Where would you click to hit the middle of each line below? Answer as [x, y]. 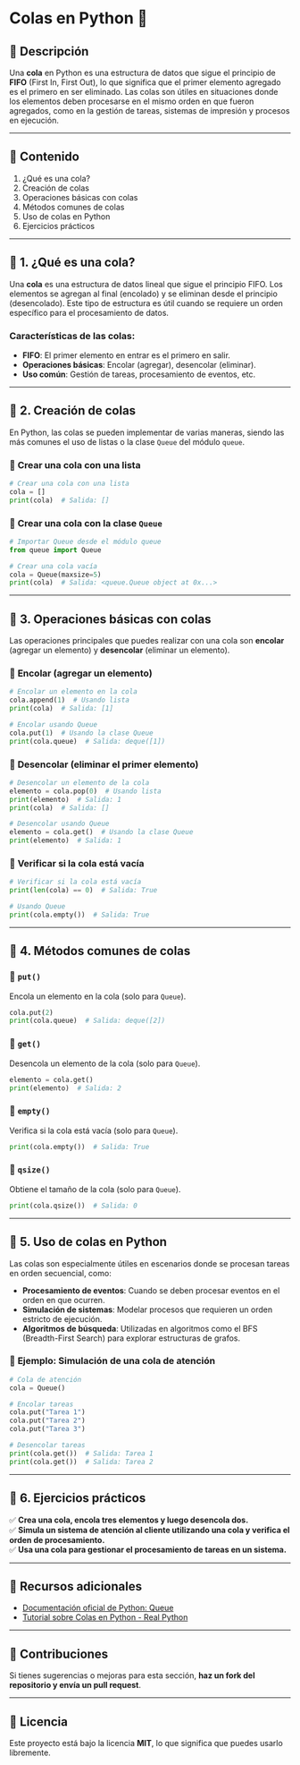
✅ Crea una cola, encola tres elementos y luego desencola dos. [129, 1520]
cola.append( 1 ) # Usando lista [69, 700]
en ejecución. [34, 120]
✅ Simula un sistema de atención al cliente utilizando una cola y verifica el [150, 1530]
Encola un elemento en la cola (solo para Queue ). [98, 996]
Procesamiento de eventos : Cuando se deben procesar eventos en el [151, 1290]
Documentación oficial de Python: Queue [98, 1608]
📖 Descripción [49, 51]
